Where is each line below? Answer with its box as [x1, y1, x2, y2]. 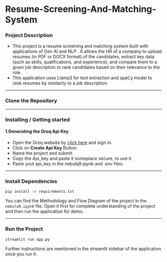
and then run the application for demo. [5, 208, 84, 215]
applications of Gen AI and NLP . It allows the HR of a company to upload [12, 48, 162, 54]
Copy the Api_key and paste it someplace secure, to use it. [12, 155, 133, 161]
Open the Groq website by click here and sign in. [12, 139, 113, 145]
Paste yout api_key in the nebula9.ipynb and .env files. [12, 160, 124, 166]
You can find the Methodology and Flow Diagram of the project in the [5, 198, 147, 204]
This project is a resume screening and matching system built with [12, 43, 149, 49]
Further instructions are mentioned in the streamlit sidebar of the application [5, 246, 162, 252]
